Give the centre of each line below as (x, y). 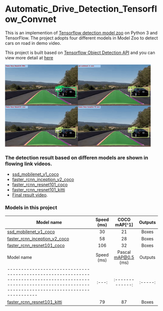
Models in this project (31, 208)
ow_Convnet (31, 19)
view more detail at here (29, 57)
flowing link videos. (29, 164)
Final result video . (30, 195)
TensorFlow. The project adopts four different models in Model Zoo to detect (81, 38)
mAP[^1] (124, 225)
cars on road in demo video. (33, 43)
